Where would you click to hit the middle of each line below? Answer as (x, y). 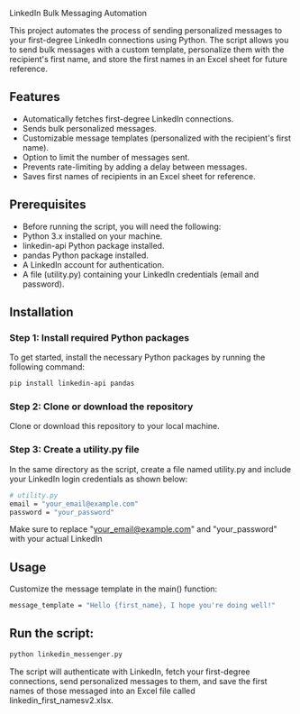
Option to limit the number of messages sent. (106, 157)
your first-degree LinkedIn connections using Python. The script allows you (149, 40)
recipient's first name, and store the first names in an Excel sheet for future (149, 59)
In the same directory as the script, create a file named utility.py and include (150, 469)
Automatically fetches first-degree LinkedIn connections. (128, 119)
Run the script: (52, 633)
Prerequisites (48, 205)
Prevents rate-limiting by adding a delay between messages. (135, 167)
